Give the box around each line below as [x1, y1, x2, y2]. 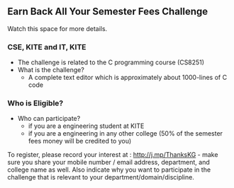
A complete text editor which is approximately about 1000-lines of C [28, 74, 228, 82]
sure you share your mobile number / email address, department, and [7, 158, 211, 167]
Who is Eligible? [7, 98, 64, 108]
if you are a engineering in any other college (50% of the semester [28, 129, 223, 138]
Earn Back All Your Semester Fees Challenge [7, 6, 208, 18]
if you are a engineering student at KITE [28, 122, 145, 130]
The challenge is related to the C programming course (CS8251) [17, 58, 204, 66]
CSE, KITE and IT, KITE [7, 42, 87, 52]
